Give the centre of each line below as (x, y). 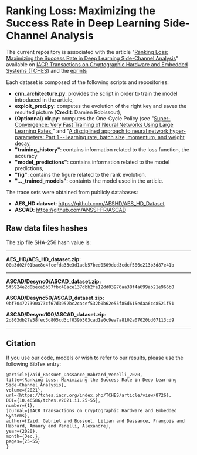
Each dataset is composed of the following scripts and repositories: (87, 82)
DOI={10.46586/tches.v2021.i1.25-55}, (53, 400)
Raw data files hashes (47, 228)
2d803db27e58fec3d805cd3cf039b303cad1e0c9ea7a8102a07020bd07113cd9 (90, 320)
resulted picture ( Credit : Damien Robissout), (68, 112)
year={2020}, (22, 431)
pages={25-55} (23, 441)
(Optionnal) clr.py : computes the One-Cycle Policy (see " (84, 118)
